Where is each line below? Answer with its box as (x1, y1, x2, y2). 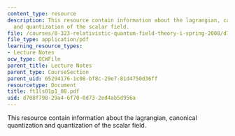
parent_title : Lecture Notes (7, 62, 92, 69)
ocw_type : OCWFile (7, 56, 61, 63)
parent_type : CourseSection (7, 68, 90, 75)
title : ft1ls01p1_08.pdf (7, 88, 80, 95)
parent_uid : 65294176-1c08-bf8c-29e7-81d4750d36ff (7, 75, 158, 82)
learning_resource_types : (7, 43, 83, 50)
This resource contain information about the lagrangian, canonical (7, 114, 197, 122)
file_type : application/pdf (7, 36, 90, 43)
